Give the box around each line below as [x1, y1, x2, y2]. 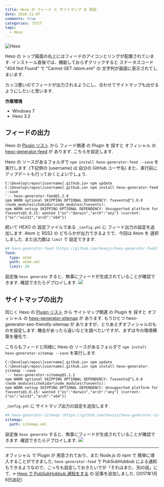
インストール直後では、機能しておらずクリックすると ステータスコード [11, 59, 154, 65]
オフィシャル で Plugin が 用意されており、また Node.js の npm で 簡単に [5, 452, 151, 458]
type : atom [9, 255, 32, 260]
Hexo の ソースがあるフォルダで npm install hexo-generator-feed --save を [5, 159, 159, 165]
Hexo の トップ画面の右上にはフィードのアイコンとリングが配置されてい [5, 53, 150, 59]
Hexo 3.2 [12, 113, 31, 119]
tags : [5, 25, 16, 30]
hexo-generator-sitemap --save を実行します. [5, 350, 97, 356]
